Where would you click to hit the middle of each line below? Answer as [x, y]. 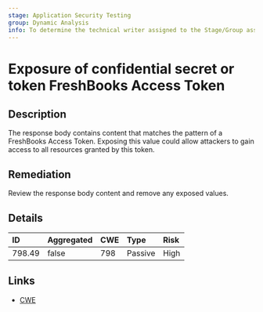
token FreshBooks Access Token [117, 85]
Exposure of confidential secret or [121, 69]
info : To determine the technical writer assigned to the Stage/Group [126, 30]
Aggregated [70, 240]
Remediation [40, 174]
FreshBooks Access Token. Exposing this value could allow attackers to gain [131, 141]
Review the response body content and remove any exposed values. [119, 194]
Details [25, 218]
